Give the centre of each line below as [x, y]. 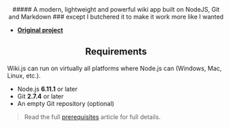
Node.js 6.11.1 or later [47, 89]
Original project [40, 30]
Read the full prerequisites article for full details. [92, 117]
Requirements [116, 52]
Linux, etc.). [24, 75]
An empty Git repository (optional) [66, 103]
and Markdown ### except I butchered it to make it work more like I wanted [116, 17]
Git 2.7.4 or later [40, 96]
